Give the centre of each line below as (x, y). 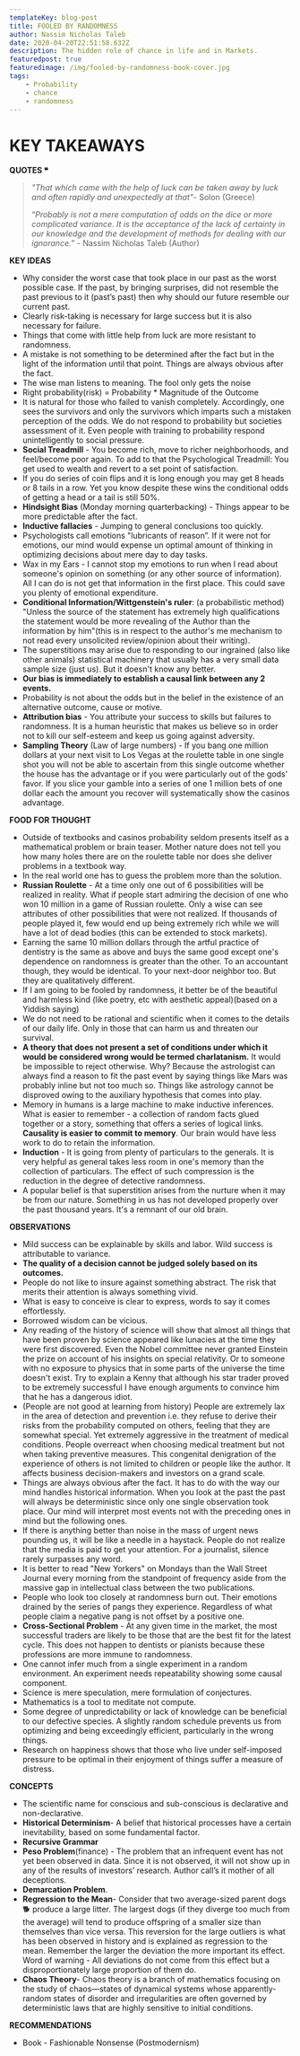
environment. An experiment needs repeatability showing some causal (152, 1674)
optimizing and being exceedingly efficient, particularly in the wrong (148, 1731)
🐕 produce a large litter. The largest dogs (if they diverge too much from (156, 1910)
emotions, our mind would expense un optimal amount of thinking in (147, 545)
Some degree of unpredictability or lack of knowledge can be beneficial (154, 1712)
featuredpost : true (46, 59)
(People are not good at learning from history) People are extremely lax (154, 1407)
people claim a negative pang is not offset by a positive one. (133, 1616)
